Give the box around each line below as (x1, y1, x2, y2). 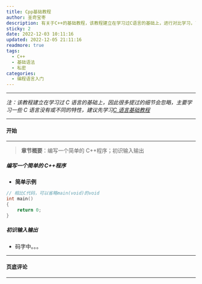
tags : (6, 48, 20, 54)
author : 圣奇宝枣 (6, 14, 46, 20)
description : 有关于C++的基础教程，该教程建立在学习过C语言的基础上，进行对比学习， (6, 20, 195, 26)
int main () (6, 196, 34, 202)
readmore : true (6, 43, 44, 49)
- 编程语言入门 (11, 76, 44, 82)
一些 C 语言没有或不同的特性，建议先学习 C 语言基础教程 (11, 106, 150, 114)
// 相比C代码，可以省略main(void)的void (6, 190, 100, 196)
